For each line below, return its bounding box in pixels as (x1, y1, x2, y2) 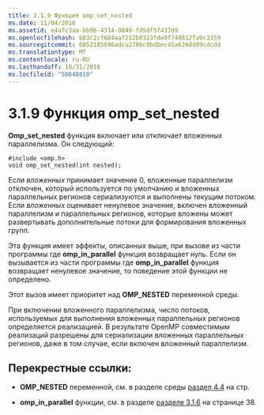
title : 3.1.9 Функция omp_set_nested (8, 11, 133, 20)
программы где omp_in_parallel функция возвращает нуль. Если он (8, 249, 237, 258)
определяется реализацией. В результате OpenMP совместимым (8, 322, 231, 331)
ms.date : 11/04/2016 (8, 19, 77, 27)
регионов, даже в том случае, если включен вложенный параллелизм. (8, 338, 249, 348)
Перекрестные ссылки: (8, 361, 132, 375)
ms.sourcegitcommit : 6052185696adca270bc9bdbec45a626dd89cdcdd (8, 41, 221, 49)
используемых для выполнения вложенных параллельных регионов (8, 313, 240, 323)
